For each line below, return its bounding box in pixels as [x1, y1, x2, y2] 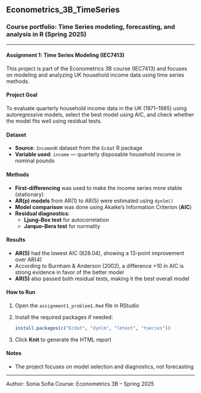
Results [6, 236, 26, 243]
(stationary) [14, 191, 44, 198]
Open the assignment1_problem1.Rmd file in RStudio [14, 302, 139, 309]
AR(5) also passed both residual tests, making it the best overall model [14, 275, 190, 282]
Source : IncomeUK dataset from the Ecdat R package [14, 144, 142, 152]
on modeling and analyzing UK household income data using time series [6, 71, 184, 78]
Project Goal [6, 91, 38, 98]
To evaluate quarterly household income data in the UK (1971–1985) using [6, 105, 187, 112]
